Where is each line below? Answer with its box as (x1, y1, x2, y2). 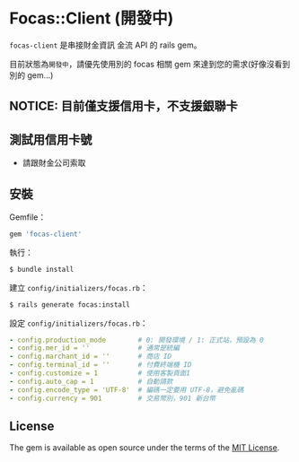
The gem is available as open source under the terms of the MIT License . (9, 442, 280, 453)
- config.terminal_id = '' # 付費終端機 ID (9, 361, 192, 370)
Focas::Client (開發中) (9, 8, 174, 29)
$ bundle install (9, 265, 75, 274)
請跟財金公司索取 (22, 158, 86, 169)
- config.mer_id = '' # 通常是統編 (9, 344, 180, 353)
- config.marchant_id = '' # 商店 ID (9, 352, 172, 362)
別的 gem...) (9, 69, 54, 81)
